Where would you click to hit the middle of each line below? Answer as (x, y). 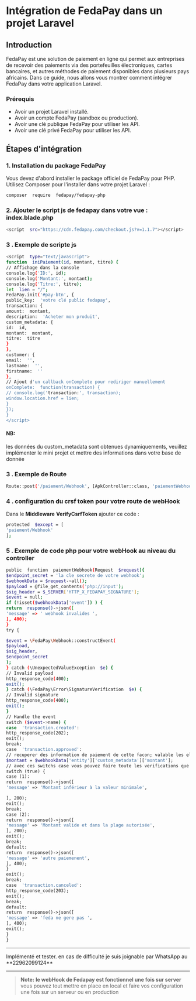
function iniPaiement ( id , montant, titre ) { (62, 262)
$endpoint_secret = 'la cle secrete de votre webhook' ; (75, 575)
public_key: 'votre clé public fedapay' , (58, 300)
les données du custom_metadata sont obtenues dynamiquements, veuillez (97, 446)
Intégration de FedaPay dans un (84, 11)
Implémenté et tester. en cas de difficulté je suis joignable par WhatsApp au (97, 956)
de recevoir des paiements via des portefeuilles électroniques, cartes (89, 65)
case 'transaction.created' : (43, 727)
